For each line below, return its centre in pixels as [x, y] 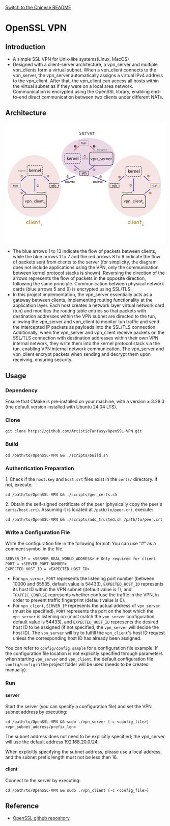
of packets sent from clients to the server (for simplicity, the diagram [84, 262]
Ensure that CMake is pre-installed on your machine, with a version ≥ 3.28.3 [85, 401]
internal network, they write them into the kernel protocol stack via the [86, 344]
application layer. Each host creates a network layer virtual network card [88, 305]
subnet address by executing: [36, 712]
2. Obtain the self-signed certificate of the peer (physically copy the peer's [84, 504]
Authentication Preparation [40, 468]
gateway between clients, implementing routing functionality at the [82, 300]
